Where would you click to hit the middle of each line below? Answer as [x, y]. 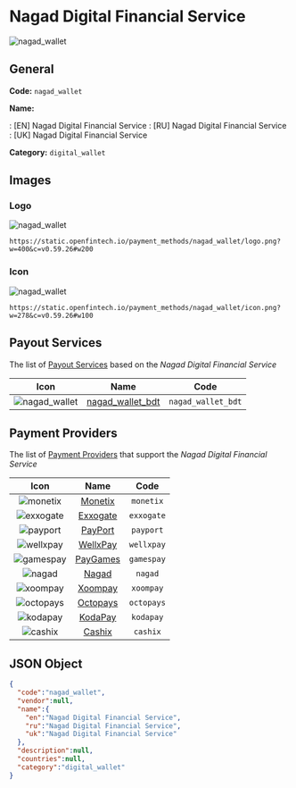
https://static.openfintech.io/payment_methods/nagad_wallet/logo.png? [145, 242]
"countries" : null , [52, 759]
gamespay [148, 559]
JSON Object [46, 663]
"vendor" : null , [45, 700]
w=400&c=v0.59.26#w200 [51, 249]
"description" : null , [55, 751]
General [32, 69]
